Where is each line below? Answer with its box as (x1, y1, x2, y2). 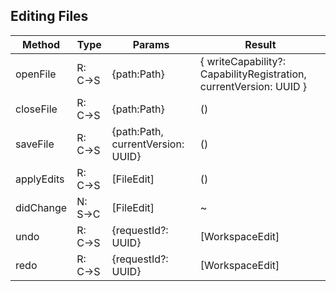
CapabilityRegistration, (199, 67, 307, 81)
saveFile (15, 137, 55, 151)
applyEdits (15, 172, 65, 186)
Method (22, 37, 61, 51)
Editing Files (10, 8, 89, 25)
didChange (15, 200, 68, 214)
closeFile (15, 102, 58, 116)
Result (244, 37, 277, 51)
